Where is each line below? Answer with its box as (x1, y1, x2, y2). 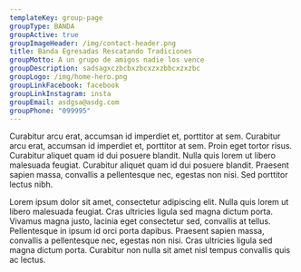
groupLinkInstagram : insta (9, 89, 112, 98)
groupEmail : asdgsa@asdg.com (9, 97, 120, 107)
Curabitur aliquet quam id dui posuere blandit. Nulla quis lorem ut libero (9, 151, 277, 161)
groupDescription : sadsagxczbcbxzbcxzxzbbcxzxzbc (9, 64, 201, 73)
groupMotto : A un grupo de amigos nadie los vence (9, 55, 205, 64)
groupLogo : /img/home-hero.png (9, 73, 128, 82)
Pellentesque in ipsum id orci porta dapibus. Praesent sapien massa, (9, 226, 265, 237)
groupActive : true (9, 30, 79, 39)
